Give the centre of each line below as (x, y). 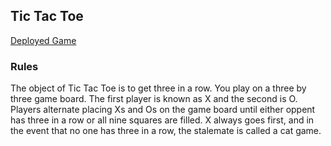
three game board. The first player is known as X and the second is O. (154, 99)
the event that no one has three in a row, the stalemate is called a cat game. (166, 131)
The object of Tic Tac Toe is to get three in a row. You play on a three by (158, 88)
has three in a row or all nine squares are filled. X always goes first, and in (162, 120)
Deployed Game (43, 40)
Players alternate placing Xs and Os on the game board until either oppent (163, 110)
